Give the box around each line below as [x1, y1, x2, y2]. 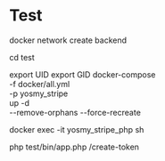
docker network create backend [9, 35, 128, 45]
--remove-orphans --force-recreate [9, 107, 141, 117]
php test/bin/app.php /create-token [9, 141, 140, 152]
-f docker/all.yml [9, 78, 70, 89]
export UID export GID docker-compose [9, 68, 156, 80]
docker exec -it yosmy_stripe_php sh [9, 124, 144, 134]
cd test [9, 52, 36, 62]
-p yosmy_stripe [9, 88, 69, 99]
